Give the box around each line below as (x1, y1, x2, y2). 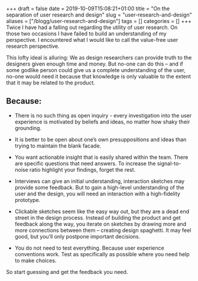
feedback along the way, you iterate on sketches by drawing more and (14, 220, 186, 227)
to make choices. (14, 257, 57, 264)
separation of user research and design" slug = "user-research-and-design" (6, 11, 192, 18)
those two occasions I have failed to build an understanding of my (6, 30, 167, 37)
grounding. (14, 124, 42, 132)
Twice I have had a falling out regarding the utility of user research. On (6, 24, 178, 31)
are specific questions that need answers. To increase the (14, 159, 156, 167)
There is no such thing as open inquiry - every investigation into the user (14, 112, 192, 119)
